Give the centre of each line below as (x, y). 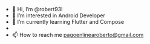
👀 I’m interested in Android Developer (59, 15)
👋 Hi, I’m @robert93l (37, 9)
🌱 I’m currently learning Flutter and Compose (68, 22)
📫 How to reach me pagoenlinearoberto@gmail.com (78, 35)
